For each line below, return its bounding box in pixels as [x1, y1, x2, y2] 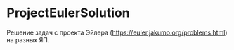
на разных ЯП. [6, 35, 50, 44]
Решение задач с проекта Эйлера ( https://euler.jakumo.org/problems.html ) [6, 28, 228, 37]
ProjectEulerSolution [6, 5, 131, 21]
